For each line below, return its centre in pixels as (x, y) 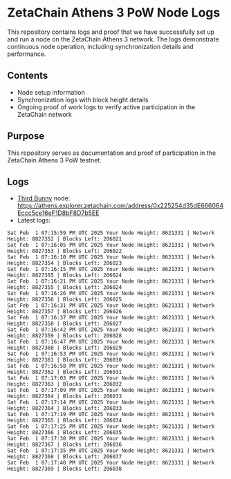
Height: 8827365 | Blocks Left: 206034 (65, 421)
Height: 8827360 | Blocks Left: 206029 (65, 348)
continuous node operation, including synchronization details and (100, 46)
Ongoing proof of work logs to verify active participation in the (106, 107)
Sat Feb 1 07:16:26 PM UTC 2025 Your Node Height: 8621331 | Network (111, 294)
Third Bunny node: (44, 198)
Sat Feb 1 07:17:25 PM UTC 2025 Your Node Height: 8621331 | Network (111, 426)
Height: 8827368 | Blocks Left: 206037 (65, 457)
